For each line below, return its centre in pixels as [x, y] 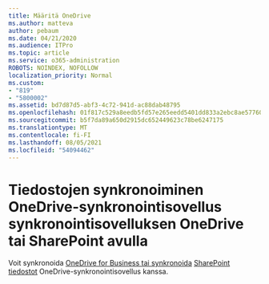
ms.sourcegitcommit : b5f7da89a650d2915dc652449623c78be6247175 [116, 120]
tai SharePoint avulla [78, 241]
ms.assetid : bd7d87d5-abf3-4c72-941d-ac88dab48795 [94, 105]
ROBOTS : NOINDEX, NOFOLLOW [53, 68]
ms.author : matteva [41, 23]
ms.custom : [26, 83]
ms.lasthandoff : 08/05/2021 [55, 142]
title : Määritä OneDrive [50, 16]
